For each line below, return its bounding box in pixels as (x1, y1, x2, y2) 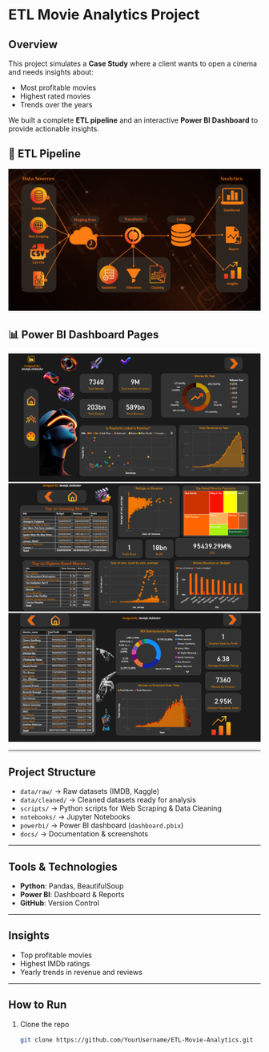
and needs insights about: (8, 67, 94, 77)
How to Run (8, 998, 67, 1012)
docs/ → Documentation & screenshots (19, 829, 149, 839)
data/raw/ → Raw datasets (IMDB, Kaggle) (19, 787, 160, 796)
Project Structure (8, 765, 96, 779)
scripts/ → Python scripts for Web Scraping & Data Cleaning (19, 803, 222, 813)
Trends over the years (19, 100, 93, 109)
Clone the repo (19, 1019, 70, 1029)
